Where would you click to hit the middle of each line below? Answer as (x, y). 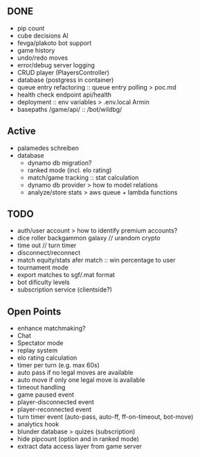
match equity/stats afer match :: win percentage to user (96, 260)
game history (36, 50)
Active (21, 131)
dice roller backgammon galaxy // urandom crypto (89, 238)
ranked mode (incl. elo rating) (70, 170)
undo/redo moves (42, 58)
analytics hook (38, 424)
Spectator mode (40, 343)
